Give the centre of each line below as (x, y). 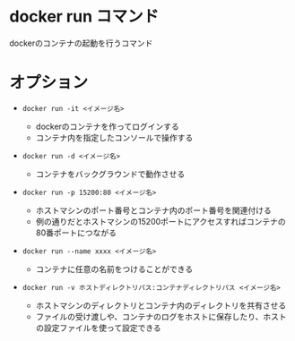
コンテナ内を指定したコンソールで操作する (114, 137)
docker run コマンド (84, 17)
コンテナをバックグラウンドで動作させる (110, 174)
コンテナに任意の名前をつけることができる (114, 269)
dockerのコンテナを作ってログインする (107, 126)
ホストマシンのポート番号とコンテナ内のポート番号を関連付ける (153, 210)
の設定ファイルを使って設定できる (98, 328)
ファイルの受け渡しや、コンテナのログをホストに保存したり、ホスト (161, 316)
